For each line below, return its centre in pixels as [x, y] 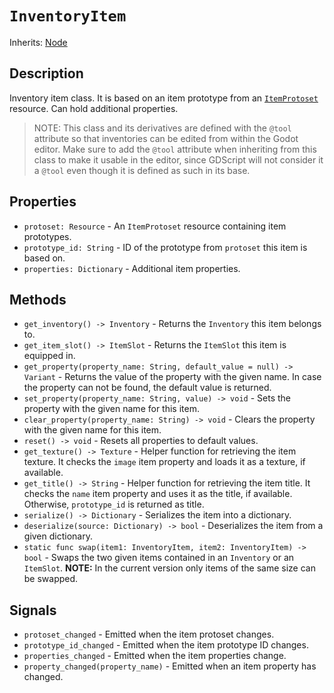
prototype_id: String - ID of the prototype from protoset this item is [165, 247]
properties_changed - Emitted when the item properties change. [155, 656]
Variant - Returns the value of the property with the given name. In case [172, 377]
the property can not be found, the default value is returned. [147, 388]
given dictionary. [58, 536]
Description [46, 73]
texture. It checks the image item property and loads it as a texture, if [164, 462]
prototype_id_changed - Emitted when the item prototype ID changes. [166, 645]
